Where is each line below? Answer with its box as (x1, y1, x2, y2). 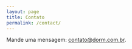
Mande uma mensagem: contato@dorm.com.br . (6, 36, 127, 44)
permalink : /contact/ (6, 20, 61, 26)
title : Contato (6, 14, 45, 20)
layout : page (6, 8, 40, 15)
